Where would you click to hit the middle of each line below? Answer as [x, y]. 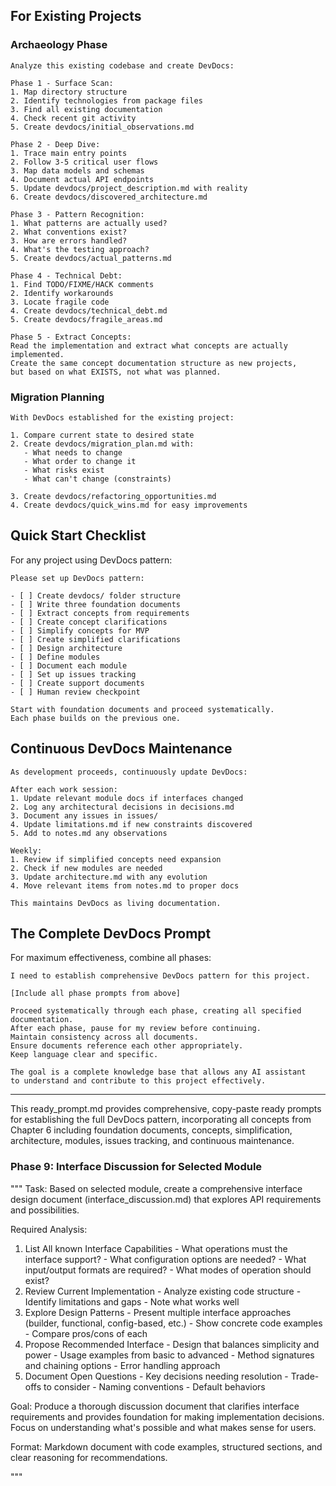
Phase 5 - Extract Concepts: [71, 337]
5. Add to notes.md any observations [89, 833]
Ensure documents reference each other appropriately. [127, 1046]
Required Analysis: [49, 1229]
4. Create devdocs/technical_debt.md [89, 310]
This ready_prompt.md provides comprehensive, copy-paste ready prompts [166, 1109]
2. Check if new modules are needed [86, 868]
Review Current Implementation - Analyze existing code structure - [163, 1291]
